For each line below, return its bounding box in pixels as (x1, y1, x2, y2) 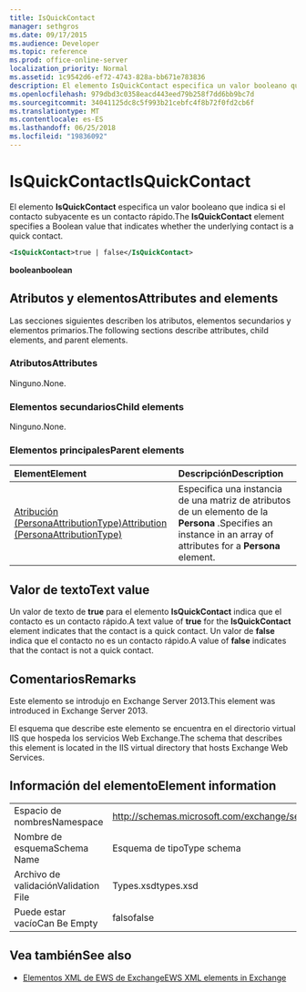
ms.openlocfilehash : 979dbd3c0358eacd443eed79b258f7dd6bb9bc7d (9, 89, 255, 98)
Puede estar (14, 905, 66, 918)
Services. (9, 752, 46, 763)
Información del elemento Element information (9, 778, 277, 793)
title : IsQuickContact (9, 13, 96, 23)
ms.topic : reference (9, 47, 88, 56)
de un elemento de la (178, 506, 269, 518)
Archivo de (14, 867, 61, 880)
